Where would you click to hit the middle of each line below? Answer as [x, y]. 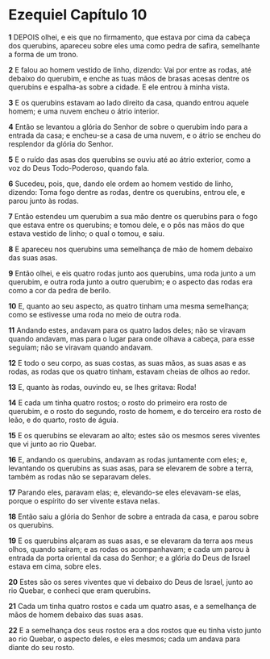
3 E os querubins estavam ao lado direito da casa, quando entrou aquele [129, 102]
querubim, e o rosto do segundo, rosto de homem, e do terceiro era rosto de [135, 411]
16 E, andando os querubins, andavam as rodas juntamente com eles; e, [128, 459]
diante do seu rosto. [42, 647]
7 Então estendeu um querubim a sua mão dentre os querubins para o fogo [133, 216]
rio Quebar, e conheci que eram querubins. [80, 591]
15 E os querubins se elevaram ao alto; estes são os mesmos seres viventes [134, 435]
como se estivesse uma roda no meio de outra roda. [95, 314]
